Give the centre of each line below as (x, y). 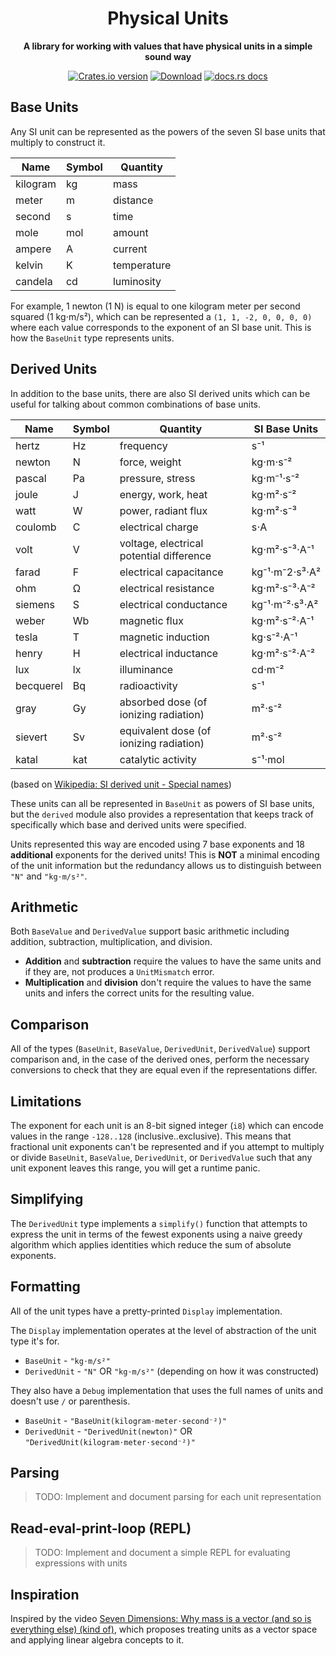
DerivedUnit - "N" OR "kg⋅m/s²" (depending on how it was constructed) (172, 1371)
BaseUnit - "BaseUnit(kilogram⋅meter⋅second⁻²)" (125, 1420)
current (130, 249)
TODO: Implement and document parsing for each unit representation (178, 1497)
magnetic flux (151, 620)
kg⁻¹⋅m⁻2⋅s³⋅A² (286, 572)
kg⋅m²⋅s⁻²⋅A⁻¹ (283, 620)
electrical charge (159, 527)
